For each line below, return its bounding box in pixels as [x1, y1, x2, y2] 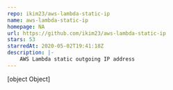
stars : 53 [7, 36, 36, 43]
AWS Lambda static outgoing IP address [19, 56, 135, 63]
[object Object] [7, 75, 51, 83]
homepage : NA [7, 23, 45, 30]
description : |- [7, 50, 54, 57]
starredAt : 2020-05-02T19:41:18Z [7, 43, 104, 50]
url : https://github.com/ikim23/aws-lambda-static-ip [7, 29, 167, 37]
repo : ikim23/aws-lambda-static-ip [7, 10, 110, 17]
